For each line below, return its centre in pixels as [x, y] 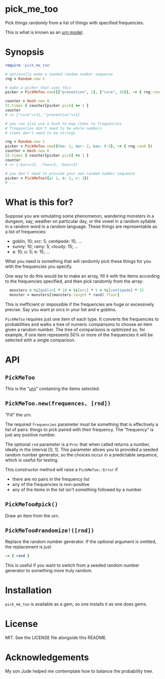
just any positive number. [30, 435]
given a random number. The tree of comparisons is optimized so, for [75, 329]
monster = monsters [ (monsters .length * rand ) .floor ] [65, 295]
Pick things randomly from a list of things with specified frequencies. [75, 23]
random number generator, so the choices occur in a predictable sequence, [82, 454]
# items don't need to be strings [41, 133]
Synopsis [25, 52]
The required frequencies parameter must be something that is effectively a [82, 424]
